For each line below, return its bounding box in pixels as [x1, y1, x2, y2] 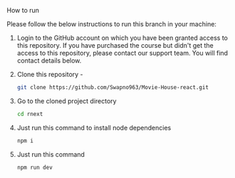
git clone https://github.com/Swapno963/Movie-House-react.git [16, 84, 209, 91]
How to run [6, 6, 40, 14]
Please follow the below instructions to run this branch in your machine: [6, 20, 216, 28]
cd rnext [16, 110, 43, 117]
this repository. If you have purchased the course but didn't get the [16, 41, 214, 49]
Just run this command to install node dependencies [16, 123, 172, 132]
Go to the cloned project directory [16, 96, 117, 105]
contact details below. [16, 56, 82, 65]
